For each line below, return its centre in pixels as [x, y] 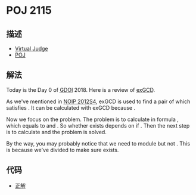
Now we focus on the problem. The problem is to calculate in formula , [92, 119]
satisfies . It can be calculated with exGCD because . [71, 107]
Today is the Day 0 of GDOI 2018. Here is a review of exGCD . [81, 89]
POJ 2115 [29, 10]
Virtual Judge [31, 49]
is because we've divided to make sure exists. [63, 150]
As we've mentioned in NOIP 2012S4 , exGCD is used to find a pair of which [98, 101]
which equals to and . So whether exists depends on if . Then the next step [98, 125]
